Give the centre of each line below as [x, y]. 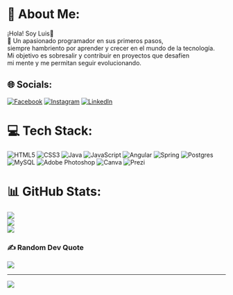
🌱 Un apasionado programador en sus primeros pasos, [86, 40]
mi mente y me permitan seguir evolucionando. [75, 62]
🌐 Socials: [30, 85]
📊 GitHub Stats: [54, 191]
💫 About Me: [44, 14]
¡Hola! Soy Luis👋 [31, 33]
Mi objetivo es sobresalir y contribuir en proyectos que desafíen [98, 56]
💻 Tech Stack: [50, 130]
